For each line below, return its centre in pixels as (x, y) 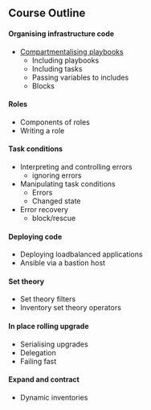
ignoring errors (57, 175)
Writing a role (42, 130)
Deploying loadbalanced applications (81, 254)
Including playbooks (65, 60)
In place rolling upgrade (49, 326)
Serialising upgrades (54, 344)
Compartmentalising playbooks (71, 51)
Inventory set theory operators (71, 308)
